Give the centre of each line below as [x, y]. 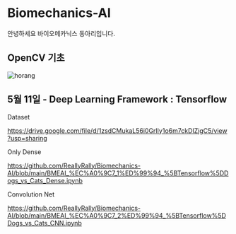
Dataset [19, 117]
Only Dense [24, 152]
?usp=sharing [27, 138]
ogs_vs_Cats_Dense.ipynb [45, 180]
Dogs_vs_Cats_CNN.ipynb [45, 223]
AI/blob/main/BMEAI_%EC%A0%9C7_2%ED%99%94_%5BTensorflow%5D [117, 215]
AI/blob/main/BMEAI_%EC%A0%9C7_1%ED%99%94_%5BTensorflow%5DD [118, 173]
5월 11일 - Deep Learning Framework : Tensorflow [117, 99]
